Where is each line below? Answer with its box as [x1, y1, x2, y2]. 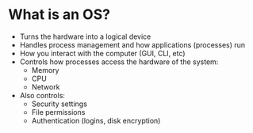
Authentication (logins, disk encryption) [31, 116, 161, 125]
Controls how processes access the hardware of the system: [19, 57, 219, 66]
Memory [31, 65, 59, 74]
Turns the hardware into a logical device [19, 32, 151, 41]
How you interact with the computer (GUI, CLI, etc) [19, 48, 186, 58]
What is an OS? [8, 6, 111, 24]
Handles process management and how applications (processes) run [19, 40, 246, 49]
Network [31, 82, 60, 92]
